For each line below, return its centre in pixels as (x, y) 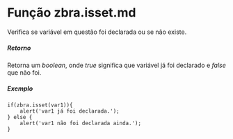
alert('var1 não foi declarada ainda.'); (80, 123)
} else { (20, 117)
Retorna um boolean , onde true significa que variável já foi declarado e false (116, 65)
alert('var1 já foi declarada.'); (70, 111)
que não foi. (24, 72)
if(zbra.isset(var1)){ (40, 105)
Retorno (19, 48)
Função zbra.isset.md (72, 13)
